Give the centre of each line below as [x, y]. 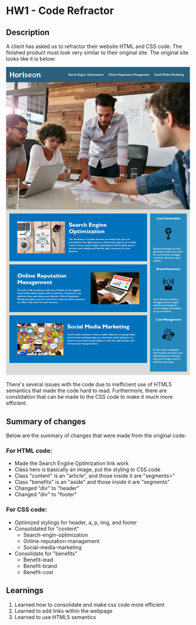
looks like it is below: [31, 59]
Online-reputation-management [62, 541]
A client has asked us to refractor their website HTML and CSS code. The [94, 46]
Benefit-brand [40, 566]
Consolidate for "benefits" [46, 553]
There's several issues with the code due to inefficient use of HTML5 [89, 385]
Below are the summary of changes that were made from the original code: [96, 436]
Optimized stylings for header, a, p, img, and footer [76, 522]
